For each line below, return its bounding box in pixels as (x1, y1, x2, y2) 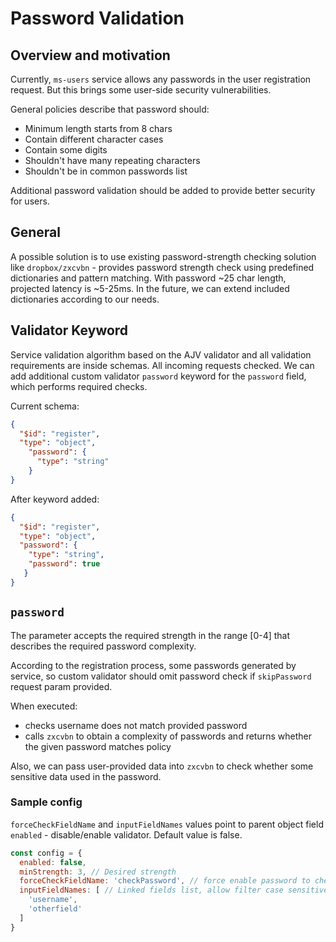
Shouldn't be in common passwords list (24, 165, 188, 177)
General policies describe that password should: (10, 103, 210, 115)
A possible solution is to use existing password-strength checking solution (10, 250, 317, 262)
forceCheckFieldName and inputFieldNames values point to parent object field (10, 818, 324, 830)
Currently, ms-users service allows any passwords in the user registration (10, 73, 312, 85)
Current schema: (10, 400, 80, 412)
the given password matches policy (24, 740, 172, 752)
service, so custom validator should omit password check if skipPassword (10, 670, 312, 682)
